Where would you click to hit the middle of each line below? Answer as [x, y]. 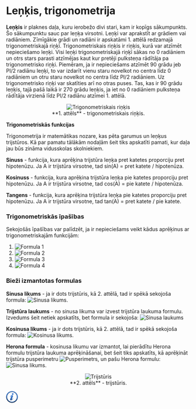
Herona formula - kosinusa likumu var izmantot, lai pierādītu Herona [88, 346]
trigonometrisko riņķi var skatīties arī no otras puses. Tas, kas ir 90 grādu [94, 83]
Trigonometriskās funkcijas [40, 124]
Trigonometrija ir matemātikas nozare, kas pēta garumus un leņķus [86, 136]
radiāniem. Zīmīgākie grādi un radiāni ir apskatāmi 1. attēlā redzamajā [90, 39]
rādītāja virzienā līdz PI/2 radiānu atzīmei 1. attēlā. [66, 96]
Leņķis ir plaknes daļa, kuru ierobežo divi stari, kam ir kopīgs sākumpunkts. [97, 27]
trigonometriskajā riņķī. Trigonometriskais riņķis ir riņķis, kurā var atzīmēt [94, 46]
